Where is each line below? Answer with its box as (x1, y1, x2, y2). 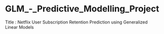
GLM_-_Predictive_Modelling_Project (5, 3, 160, 14)
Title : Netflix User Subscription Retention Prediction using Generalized (5, 19, 148, 25)
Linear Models (5, 24, 34, 30)
